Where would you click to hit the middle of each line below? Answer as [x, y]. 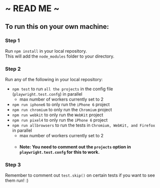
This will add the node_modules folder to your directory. [60, 56]
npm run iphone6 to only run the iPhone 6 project [61, 104]
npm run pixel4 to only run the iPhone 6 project [60, 120]
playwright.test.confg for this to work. [59, 152]
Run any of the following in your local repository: [54, 80]
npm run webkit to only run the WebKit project [58, 115]
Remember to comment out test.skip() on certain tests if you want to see [80, 175]
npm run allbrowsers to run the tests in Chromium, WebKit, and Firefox [84, 125]
